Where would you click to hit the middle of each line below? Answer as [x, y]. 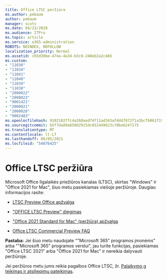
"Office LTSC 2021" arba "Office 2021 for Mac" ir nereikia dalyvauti [74, 251]
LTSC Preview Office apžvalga [43, 202]
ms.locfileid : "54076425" [32, 144]
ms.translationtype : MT [30, 130]
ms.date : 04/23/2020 [27, 28]
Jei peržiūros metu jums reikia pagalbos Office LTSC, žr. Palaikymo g [76, 266]
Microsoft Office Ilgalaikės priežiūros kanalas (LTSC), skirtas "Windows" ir [81, 182]
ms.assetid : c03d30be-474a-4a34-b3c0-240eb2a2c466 [59, 56]
